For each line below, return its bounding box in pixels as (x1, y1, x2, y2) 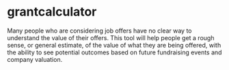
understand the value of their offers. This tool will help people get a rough (7, 33, 215, 41)
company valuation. (7, 55, 63, 63)
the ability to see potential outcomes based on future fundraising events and (7, 48, 222, 56)
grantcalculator (7, 4, 97, 20)
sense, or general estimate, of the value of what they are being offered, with (7, 41, 221, 49)
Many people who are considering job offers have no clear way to (7, 27, 193, 35)
